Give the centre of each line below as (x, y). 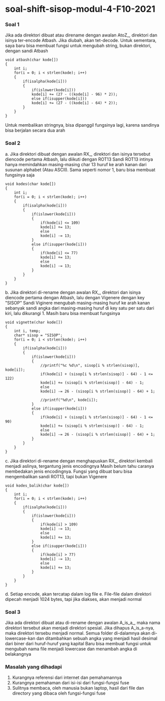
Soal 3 (13, 612)
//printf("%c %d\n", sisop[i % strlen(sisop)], (90, 365)
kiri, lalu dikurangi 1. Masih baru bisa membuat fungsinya (63, 313)
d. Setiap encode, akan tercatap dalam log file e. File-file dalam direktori (78, 594)
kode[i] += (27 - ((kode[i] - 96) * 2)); (75, 95)
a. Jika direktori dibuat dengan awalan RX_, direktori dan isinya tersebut (78, 154)
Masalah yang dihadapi (33, 667)
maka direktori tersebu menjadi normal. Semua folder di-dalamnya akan (78, 633)
